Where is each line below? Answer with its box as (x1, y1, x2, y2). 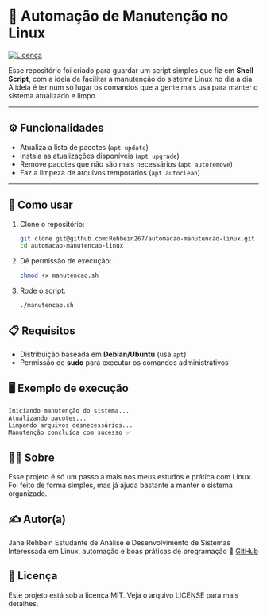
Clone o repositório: (19, 219, 85, 229)
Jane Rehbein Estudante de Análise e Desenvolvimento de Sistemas (8, 537, 231, 547)
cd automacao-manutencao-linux (19, 242, 124, 250)
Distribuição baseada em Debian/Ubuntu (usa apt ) (19, 349, 187, 359)
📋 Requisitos (8, 325, 75, 338)
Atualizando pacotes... (8, 414, 87, 422)
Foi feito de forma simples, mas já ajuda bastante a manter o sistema (8, 480, 233, 490)
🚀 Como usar (8, 198, 73, 212)
